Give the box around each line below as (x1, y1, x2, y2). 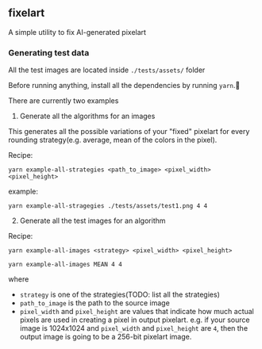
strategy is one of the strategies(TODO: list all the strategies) (19, 290, 220, 300)
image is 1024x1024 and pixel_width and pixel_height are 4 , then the (19, 324, 249, 333)
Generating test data (8, 47, 90, 58)
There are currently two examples (8, 96, 119, 105)
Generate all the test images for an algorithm (19, 216, 166, 225)
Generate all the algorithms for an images (19, 111, 156, 121)
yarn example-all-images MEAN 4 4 (8, 261, 123, 269)
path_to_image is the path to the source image (19, 298, 171, 308)
